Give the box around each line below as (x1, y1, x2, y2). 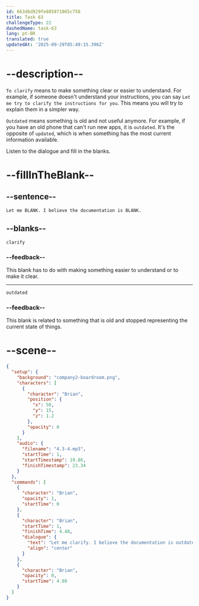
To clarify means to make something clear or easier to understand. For (6, 86, 182, 94)
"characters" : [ (17, 380, 57, 386)
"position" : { (27, 396, 62, 403)
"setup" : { (11, 369, 38, 375)
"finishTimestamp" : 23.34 (21, 463, 86, 469)
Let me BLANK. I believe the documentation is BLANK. (6, 207, 142, 213)
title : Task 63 (6, 14, 44, 20)
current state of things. (6, 323, 62, 331)
